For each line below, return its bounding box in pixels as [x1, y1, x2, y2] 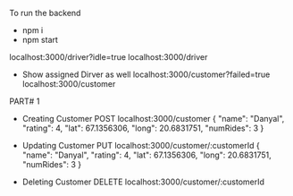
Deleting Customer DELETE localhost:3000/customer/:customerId [21, 176, 265, 187]
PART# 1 [9, 96, 40, 107]
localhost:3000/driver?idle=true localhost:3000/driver [9, 52, 208, 62]
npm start [21, 35, 58, 45]
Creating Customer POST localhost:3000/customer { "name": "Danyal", [21, 114, 285, 124]
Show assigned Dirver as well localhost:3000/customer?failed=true [21, 69, 271, 80]
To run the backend [9, 8, 81, 18]
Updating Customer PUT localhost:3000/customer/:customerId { [21, 141, 261, 150]
